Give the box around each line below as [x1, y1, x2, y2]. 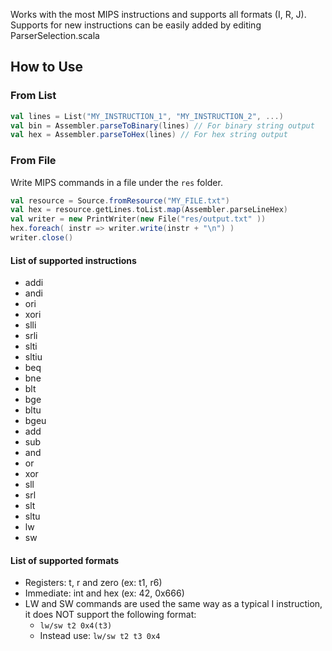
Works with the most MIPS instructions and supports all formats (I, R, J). [10, 9, 307, 20]
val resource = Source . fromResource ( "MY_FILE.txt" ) [10, 195, 230, 206]
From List [10, 89, 57, 103]
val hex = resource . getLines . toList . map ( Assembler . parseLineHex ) [10, 205, 288, 215]
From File [10, 154, 57, 168]
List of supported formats [10, 554, 120, 566]
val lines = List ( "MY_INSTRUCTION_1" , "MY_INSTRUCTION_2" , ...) [10, 111, 284, 121]
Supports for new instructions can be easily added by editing [10, 19, 262, 31]
